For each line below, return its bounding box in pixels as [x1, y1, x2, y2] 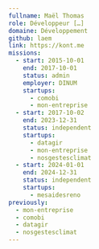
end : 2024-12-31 [23, 169, 78, 177]
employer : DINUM [23, 79, 78, 87]
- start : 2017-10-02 [15, 109, 85, 117]
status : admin [23, 71, 70, 80]
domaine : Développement [8, 27, 89, 35]
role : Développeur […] [8, 19, 85, 27]
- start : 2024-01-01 [15, 161, 85, 169]
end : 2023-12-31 [23, 116, 78, 124]
